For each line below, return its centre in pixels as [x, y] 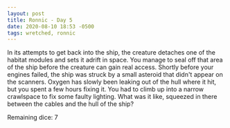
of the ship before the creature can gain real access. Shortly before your [110, 67]
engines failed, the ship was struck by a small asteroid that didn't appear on [115, 75]
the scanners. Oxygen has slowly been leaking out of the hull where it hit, [112, 82]
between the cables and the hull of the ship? [70, 104]
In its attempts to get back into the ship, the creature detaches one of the [112, 53]
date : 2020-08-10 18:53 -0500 [51, 26]
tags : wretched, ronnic [42, 33]
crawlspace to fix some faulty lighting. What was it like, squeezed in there [112, 97]
